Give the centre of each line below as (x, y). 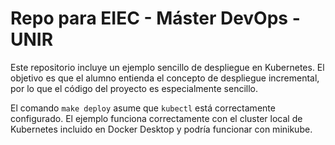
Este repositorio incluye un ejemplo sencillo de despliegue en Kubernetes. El (167, 67)
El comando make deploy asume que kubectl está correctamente (143, 108)
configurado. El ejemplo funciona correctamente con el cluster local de (156, 118)
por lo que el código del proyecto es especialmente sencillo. (134, 88)
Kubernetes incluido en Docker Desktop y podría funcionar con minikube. (161, 129)
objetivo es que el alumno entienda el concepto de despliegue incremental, (165, 78)
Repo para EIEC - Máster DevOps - (155, 18)
